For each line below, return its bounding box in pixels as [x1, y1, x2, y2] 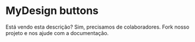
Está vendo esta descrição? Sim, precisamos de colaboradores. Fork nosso [5, 23, 190, 30]
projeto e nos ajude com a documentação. [5, 29, 109, 36]
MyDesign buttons [5, 4, 99, 17]
